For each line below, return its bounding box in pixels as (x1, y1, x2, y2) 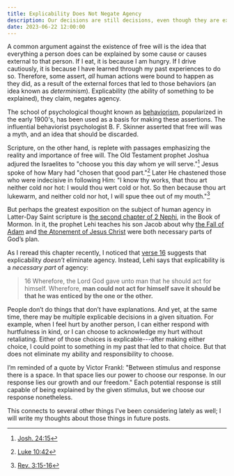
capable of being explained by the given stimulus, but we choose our (7, 386, 205, 394)
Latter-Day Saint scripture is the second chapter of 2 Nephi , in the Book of (7, 212, 221, 221)
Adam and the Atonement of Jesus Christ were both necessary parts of (7, 228, 212, 236)
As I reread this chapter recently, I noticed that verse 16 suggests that (7, 249, 207, 257)
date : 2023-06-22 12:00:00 (7, 23, 86, 30)
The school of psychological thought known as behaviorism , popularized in (7, 108, 223, 116)
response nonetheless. (7, 393, 73, 402)
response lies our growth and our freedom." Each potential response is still (7, 378, 221, 387)
